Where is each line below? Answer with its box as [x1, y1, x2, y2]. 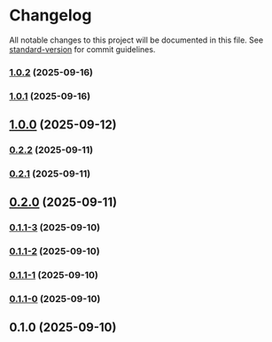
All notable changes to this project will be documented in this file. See [9, 35, 264, 45]
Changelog [9, 5, 92, 26]
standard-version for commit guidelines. [9, 43, 156, 54]
